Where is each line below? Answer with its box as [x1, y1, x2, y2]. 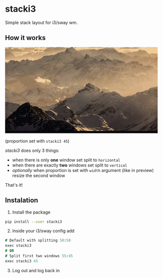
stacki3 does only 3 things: [5, 148, 60, 153]
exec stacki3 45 [5, 258, 38, 263]
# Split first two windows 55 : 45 [5, 254, 73, 258]
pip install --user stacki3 [5, 219, 62, 224]
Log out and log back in [12, 267, 60, 273]
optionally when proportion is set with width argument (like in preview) [12, 167, 154, 173]
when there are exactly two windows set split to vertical [12, 162, 127, 168]
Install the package [12, 209, 51, 215]
